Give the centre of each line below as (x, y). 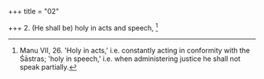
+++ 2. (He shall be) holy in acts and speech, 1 (83, 27)
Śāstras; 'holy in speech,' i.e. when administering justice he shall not (130, 59)
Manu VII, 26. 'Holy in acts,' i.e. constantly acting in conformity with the (134, 50)
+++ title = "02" (34, 11)
